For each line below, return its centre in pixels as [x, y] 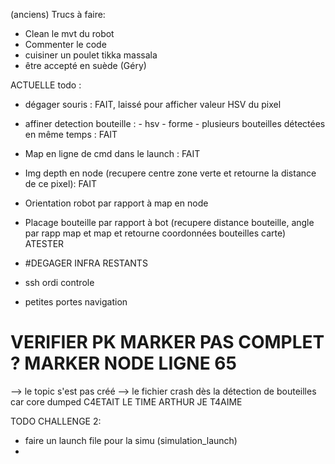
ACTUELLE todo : [46, 85]
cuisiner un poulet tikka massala [91, 55]
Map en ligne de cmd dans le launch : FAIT [112, 153]
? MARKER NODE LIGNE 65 [123, 363]
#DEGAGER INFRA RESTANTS [86, 263]
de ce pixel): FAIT [60, 183]
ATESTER [44, 243]
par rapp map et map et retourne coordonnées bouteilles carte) [155, 233]
